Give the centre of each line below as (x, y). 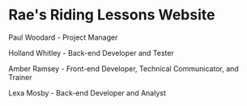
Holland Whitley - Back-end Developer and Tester (91, 53)
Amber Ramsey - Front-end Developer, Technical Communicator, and (123, 68)
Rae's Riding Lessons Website (112, 15)
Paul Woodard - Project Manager (63, 37)
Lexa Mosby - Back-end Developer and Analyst (87, 93)
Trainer (20, 77)
